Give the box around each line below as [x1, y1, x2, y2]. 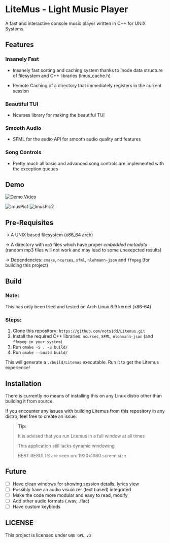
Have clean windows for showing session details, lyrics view [12, 481, 140, 487]
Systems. [5, 25, 25, 31]
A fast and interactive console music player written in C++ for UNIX [5, 20, 146, 26]
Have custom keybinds [12, 503, 61, 510]
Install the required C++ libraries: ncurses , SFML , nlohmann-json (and [12, 333, 153, 339]
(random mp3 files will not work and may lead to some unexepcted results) [5, 247, 162, 253]
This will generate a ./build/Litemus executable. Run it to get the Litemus [5, 359, 159, 366]
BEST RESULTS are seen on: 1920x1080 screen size [17, 452, 126, 458]
